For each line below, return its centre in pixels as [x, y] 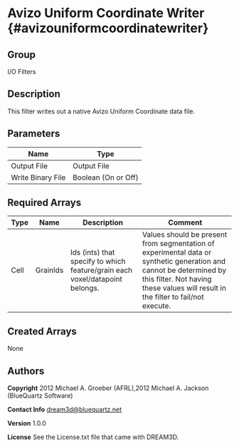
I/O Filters [22, 72]
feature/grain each [101, 270]
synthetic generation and [184, 262]
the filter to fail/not [173, 297]
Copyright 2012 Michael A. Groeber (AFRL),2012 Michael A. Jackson [108, 388]
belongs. [85, 288]
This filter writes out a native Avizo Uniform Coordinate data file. [101, 111]
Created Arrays [42, 331]
